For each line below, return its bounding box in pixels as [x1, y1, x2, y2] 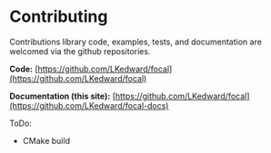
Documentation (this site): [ [9, 91, 116, 101]
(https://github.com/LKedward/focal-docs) [9, 100, 169, 110]
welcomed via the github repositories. [9, 45, 151, 56]
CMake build [22, 135, 71, 146]
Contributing [9, 6, 108, 27]
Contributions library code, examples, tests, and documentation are [9, 36, 262, 47]
